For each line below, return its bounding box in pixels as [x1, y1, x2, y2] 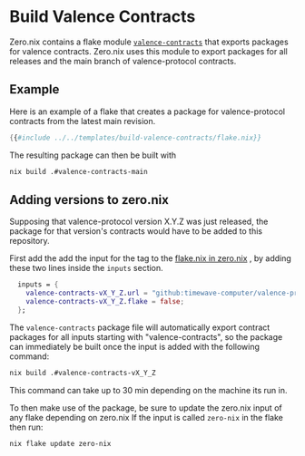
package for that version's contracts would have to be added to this [9, 226, 263, 237]
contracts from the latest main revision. [9, 115, 156, 126]
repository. [9, 236, 50, 247]
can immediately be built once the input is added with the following [9, 341, 261, 352]
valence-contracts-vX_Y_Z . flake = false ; [25, 297, 184, 306]
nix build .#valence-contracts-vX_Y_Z [9, 368, 156, 377]
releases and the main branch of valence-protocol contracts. [9, 55, 237, 66]
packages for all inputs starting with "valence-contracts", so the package [9, 331, 283, 342]
